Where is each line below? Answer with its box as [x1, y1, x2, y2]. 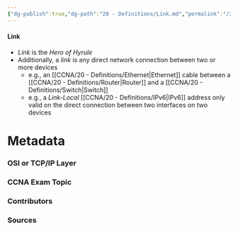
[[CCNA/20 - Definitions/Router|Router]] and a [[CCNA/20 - [28, 78, 203, 86]
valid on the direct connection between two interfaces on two [28, 100, 208, 109]
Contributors [7, 196, 53, 206]
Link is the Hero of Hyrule [17, 47, 93, 57]
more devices [17, 63, 58, 71]
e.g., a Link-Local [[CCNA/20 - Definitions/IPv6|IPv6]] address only [28, 93, 225, 101]
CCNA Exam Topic [7, 177, 72, 187]
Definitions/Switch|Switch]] [28, 86, 108, 94]
